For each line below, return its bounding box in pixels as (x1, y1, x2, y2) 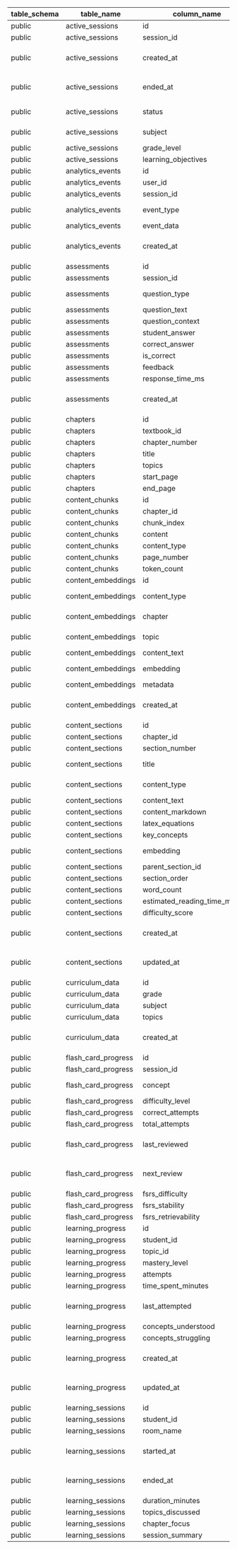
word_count (142, 885, 182, 894)
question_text (142, 305, 188, 314)
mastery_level (142, 1258, 188, 1267)
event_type (142, 205, 180, 214)
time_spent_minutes (142, 1281, 209, 1290)
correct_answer (142, 340, 195, 349)
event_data (142, 221, 179, 231)
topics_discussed (142, 1507, 200, 1516)
